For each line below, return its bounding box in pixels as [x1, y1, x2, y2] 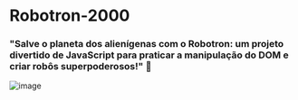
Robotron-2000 [9, 5, 130, 26]
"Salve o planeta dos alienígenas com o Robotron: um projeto [9, 38, 284, 50]
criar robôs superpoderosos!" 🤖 [9, 60, 152, 73]
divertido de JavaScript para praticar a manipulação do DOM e [9, 49, 289, 61]
